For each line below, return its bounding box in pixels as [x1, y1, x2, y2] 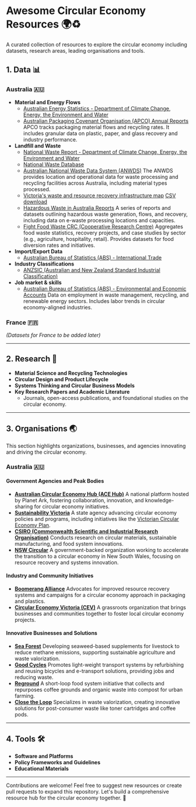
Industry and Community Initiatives [6, 572, 94, 580]
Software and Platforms [14, 753, 73, 760]
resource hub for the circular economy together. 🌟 [6, 794, 127, 801]
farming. [14, 692, 35, 699]
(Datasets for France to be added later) [6, 332, 101, 339]
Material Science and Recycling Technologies [14, 370, 128, 377]
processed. [23, 185, 51, 192]
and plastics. [14, 598, 45, 605]
